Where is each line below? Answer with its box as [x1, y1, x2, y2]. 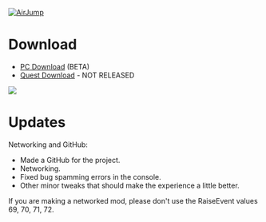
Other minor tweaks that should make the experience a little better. [19, 180, 240, 190]
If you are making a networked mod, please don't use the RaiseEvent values [8, 196, 258, 205]
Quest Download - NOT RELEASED [19, 70, 135, 80]
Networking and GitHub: [8, 140, 88, 149]
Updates [8, 113, 66, 132]
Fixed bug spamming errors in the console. [19, 172, 161, 181]
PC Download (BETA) [19, 61, 90, 71]
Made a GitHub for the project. [19, 155, 121, 165]
